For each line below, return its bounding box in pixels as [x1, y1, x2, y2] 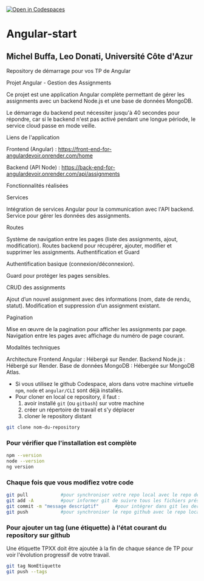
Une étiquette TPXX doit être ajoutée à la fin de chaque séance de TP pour [6, 545, 194, 552]
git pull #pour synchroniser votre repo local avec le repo [6, 492, 191, 498]
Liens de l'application [6, 134, 59, 141]
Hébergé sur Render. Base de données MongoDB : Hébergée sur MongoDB [6, 362, 195, 369]
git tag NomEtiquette [6, 563, 61, 569]
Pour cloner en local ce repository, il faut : [15, 393, 120, 401]
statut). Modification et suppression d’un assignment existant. [6, 302, 161, 309]
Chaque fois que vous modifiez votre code [6, 478, 134, 486]
